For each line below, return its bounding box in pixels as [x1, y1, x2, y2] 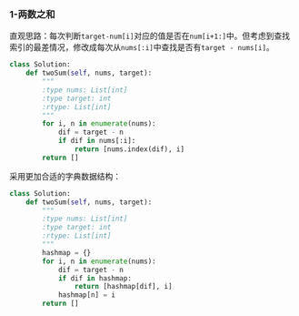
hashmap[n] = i [57, 291, 116, 300]
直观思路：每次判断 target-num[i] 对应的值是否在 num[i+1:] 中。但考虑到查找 [9, 30, 291, 42]
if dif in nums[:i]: [57, 137, 136, 146]
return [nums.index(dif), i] [74, 145, 184, 154]
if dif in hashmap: [57, 273, 132, 283]
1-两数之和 [9, 7, 56, 20]
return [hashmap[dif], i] [74, 282, 173, 291]
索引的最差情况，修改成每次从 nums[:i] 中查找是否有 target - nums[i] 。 [9, 42, 274, 53]
